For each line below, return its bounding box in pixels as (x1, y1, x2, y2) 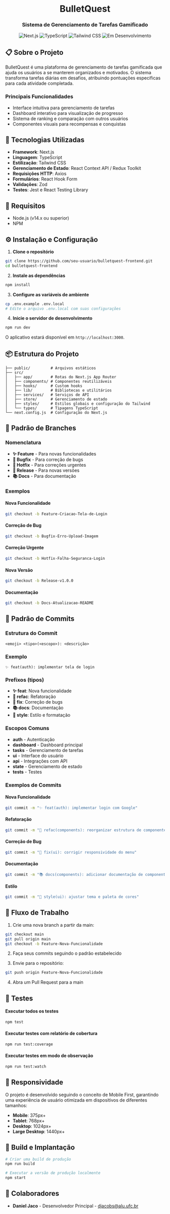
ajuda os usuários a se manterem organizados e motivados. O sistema (5, 70, 152, 76)
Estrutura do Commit (5, 630, 58, 637)
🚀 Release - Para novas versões (12, 467, 80, 473)
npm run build (5, 1161, 35, 1167)
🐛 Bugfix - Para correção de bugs (12, 456, 83, 463)
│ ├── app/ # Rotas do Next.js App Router (5, 375, 116, 380)
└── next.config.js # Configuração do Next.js (5, 410, 108, 415)
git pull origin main (5, 936, 51, 942)
